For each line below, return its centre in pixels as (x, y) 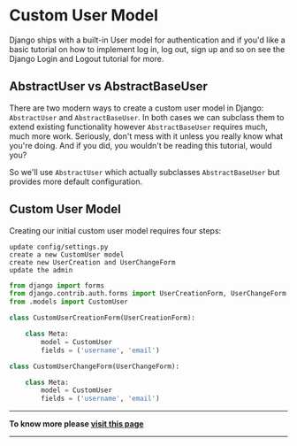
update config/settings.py (59, 247)
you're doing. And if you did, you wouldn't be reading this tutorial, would (141, 145)
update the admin (41, 270)
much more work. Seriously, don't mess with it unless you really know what (146, 136)
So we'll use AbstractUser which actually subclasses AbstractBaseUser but (145, 172)
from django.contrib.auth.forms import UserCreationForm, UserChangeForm (148, 294)
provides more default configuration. (76, 181)
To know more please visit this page (76, 424)
